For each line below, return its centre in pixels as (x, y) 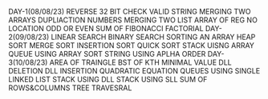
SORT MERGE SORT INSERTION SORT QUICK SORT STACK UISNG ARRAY (132, 46)
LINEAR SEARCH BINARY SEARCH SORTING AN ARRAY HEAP (153, 37)
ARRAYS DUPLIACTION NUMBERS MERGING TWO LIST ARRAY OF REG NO (133, 20)
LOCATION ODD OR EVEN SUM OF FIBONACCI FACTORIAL (106, 28)
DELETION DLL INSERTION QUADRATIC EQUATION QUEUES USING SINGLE (134, 71)
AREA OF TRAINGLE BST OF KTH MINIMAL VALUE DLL (141, 62)
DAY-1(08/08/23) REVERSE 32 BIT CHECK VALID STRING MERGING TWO (130, 12)
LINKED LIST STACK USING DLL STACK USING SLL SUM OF (108, 79)
